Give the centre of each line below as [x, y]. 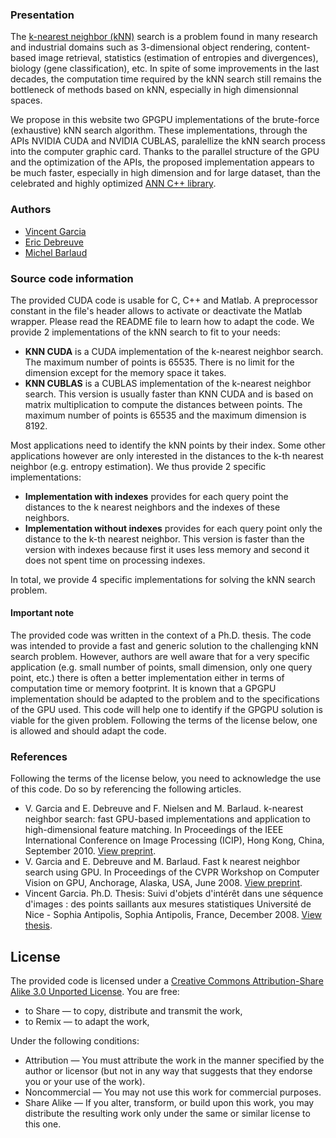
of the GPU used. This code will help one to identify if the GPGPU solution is [166, 710]
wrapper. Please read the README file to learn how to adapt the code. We [162, 321]
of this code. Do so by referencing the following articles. [126, 789]
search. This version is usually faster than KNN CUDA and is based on [169, 394]
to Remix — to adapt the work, [87, 1022]
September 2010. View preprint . [90, 851]
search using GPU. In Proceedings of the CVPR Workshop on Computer [172, 872]
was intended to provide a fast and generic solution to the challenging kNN [164, 646]
